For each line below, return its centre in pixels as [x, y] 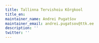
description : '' [22, 28]
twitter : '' [17, 33]
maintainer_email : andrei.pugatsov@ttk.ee [49, 23]
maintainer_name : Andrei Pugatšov [41, 19]
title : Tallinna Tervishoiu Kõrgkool [44, 10]
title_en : [15, 14]
